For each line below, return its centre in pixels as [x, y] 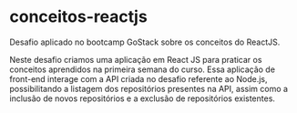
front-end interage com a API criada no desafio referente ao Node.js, [138, 78]
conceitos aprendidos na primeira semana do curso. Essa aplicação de [143, 69]
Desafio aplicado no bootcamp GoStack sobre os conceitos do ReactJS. [145, 42]
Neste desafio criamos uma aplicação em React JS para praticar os [136, 59]
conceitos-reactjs [78, 17]
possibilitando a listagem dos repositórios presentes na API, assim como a [149, 88]
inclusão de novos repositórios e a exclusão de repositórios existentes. [143, 98]
